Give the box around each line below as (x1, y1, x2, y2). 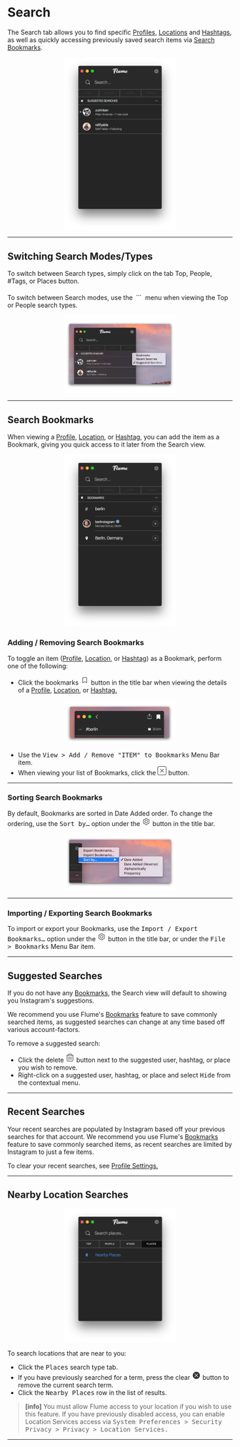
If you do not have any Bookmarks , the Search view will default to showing (7, 989, 227, 998)
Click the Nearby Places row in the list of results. (17, 1388, 167, 1397)
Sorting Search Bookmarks (7, 792, 103, 802)
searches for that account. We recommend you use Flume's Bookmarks (7, 1132, 219, 1140)
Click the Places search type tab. (17, 1363, 119, 1372)
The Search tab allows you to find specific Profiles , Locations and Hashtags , (7, 28, 232, 36)
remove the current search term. (17, 1381, 114, 1390)
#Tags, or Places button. (7, 277, 80, 285)
